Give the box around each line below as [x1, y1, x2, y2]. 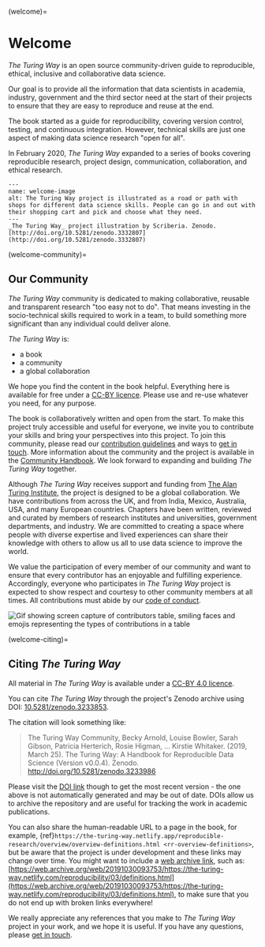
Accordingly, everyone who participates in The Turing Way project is [8, 579, 231, 588]
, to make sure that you [174, 889, 249, 899]
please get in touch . [8, 930, 73, 939]
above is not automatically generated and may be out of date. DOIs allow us [8, 790, 254, 799]
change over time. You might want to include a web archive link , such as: [8, 855, 245, 865]
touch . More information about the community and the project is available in [8, 447, 255, 457]
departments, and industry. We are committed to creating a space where [8, 521, 244, 530]
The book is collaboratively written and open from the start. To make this [8, 413, 244, 423]
